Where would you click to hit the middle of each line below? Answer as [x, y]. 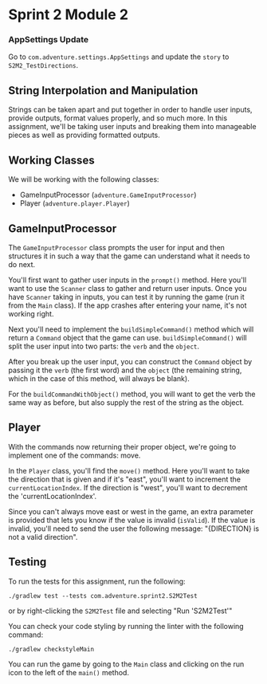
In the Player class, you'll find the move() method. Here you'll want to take [129, 470]
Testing [27, 562]
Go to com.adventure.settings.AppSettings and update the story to [119, 57]
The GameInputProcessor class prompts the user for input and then [117, 247]
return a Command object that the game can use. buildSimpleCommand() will [128, 337]
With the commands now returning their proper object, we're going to [122, 446]
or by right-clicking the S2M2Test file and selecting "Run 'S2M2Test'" [120, 611]
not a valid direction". [43, 537]
